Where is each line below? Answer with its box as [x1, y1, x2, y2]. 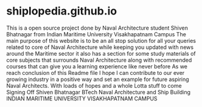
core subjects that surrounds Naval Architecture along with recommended [6, 56, 192, 63]
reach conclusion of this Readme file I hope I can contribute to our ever [6, 69, 185, 76]
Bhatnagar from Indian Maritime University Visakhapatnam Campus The [6, 30, 187, 37]
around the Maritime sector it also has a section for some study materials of [6, 50, 196, 57]
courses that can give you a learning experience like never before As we [6, 62, 187, 70]
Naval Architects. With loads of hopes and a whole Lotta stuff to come [6, 82, 182, 89]
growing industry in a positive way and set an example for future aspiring [6, 76, 190, 83]
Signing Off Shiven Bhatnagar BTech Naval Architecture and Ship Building [6, 88, 190, 96]
